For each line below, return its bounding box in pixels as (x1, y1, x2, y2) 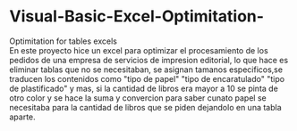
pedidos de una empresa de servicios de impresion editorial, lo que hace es (9, 54, 289, 65)
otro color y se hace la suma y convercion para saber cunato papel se (9, 92, 267, 103)
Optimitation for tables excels (9, 36, 118, 46)
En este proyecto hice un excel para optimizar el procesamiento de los (9, 45, 268, 55)
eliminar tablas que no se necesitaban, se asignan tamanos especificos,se (9, 64, 284, 75)
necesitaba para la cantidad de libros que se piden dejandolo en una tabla (9, 102, 282, 112)
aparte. (9, 111, 36, 122)
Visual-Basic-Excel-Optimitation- (9, 6, 265, 27)
